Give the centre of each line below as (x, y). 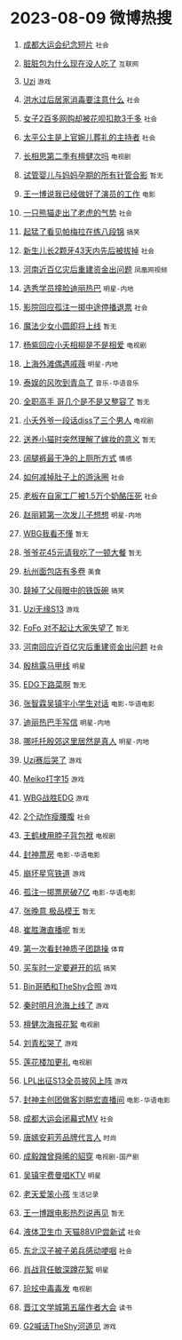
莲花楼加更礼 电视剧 (57, 1061)
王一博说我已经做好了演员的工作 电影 (89, 194)
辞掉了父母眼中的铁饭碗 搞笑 (74, 590)
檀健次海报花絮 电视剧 (61, 1024)
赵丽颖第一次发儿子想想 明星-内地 (82, 514)
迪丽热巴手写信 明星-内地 (67, 722)
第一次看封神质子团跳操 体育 (74, 948)
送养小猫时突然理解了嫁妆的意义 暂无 (89, 439)
